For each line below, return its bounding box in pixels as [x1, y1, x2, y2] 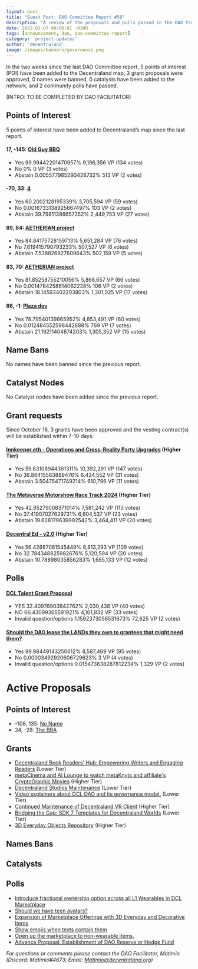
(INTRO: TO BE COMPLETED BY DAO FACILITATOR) [6, 93, 131, 100]
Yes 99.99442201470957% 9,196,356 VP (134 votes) [14, 159, 143, 166]
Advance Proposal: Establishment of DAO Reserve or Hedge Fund [14, 938, 174, 945]
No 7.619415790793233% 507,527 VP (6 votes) [14, 243, 129, 251]
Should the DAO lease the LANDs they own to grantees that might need [6, 628, 184, 635]
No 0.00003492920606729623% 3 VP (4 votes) [14, 654, 134, 661]
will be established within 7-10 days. [6, 433, 94, 440]
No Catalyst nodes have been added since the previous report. [6, 393, 159, 401]
